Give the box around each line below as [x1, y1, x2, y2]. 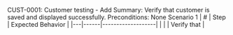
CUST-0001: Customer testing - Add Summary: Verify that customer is [7, 6, 210, 14]
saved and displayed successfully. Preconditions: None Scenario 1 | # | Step [7, 13, 226, 21]
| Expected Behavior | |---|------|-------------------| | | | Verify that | [7, 21, 205, 28]
